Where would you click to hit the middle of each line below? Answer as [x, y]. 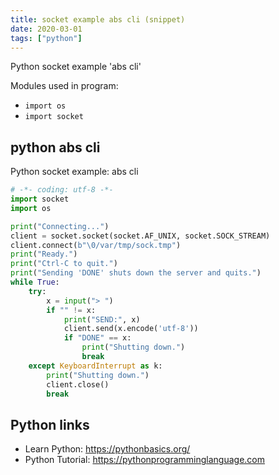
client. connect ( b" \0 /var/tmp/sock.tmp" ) [96, 245]
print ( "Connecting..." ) [60, 226]
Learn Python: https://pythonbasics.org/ [107, 449]
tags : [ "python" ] [46, 38]
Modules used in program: [64, 86]
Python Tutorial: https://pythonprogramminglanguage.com [145, 460]
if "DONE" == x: [97, 338]
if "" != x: [71, 310]
